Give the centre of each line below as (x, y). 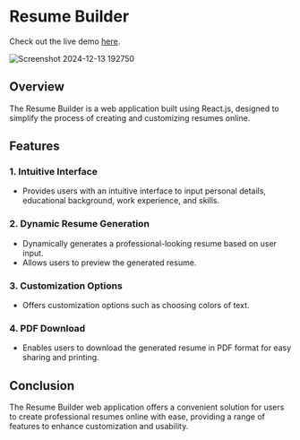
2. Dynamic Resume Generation (80, 224)
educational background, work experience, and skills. (121, 201)
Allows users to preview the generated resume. (109, 263)
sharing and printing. (61, 358)
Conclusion (42, 386)
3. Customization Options (66, 286)
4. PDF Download (47, 328)
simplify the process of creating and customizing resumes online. (130, 117)
